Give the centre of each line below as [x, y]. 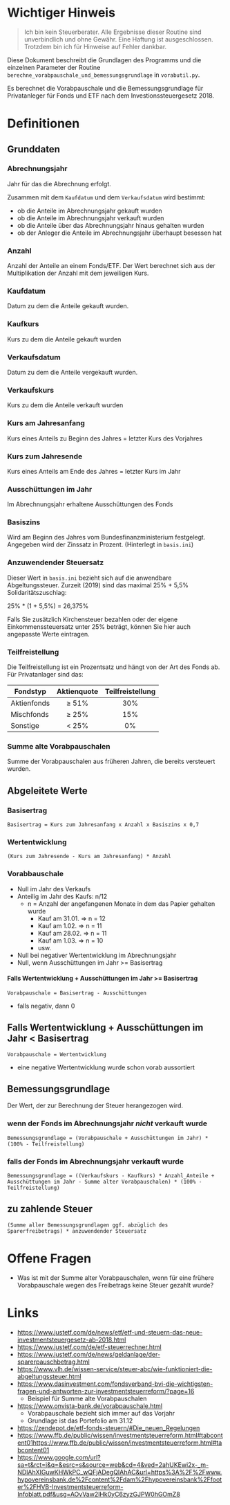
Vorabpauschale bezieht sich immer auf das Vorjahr [101, 1413]
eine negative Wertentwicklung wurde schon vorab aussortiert [106, 1067]
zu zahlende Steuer [50, 1209]
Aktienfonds [30, 703]
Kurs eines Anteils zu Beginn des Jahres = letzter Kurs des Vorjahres [105, 438]
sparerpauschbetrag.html [53, 1362]
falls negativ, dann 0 [46, 1006]
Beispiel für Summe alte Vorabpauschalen [87, 1398]
